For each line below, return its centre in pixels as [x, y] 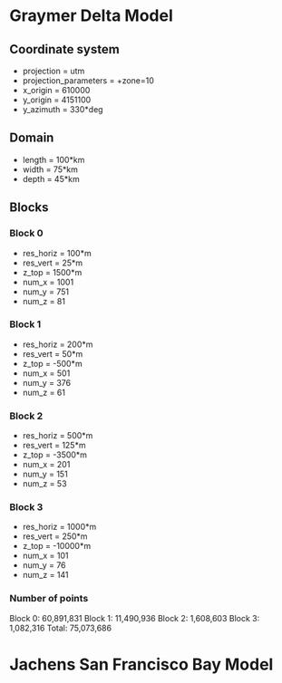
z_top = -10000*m [57, 546]
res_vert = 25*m [53, 263]
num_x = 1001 [48, 282]
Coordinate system [64, 49]
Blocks [29, 208]
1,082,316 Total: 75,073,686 [60, 628]
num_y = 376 [46, 382]
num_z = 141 [46, 575]
